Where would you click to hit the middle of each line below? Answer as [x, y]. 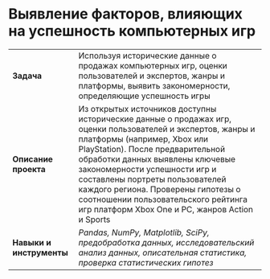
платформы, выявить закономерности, [154, 85]
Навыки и [32, 242]
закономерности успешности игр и [147, 169]
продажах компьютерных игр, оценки [153, 65]
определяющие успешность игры [144, 96]
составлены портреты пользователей [152, 179]
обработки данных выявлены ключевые [157, 159]
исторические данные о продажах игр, [155, 119]
